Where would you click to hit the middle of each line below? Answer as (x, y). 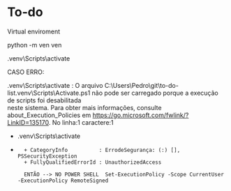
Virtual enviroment (34, 31)
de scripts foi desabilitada (44, 100)
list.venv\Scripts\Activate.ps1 (49, 93)
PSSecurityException (47, 156)
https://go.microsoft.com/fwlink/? (141, 115)
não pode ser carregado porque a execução (155, 93)
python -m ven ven (35, 45)
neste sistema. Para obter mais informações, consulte (84, 107)
